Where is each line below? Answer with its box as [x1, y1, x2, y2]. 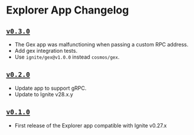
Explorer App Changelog [6, 4, 129, 17]
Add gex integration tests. [14, 48, 78, 54]
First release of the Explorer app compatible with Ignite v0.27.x [14, 122, 167, 129]
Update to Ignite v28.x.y [14, 90, 74, 97]
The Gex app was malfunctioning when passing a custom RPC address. [14, 41, 189, 48]
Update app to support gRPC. [14, 85, 87, 92]
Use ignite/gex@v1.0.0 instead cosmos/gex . [14, 53, 120, 60]
